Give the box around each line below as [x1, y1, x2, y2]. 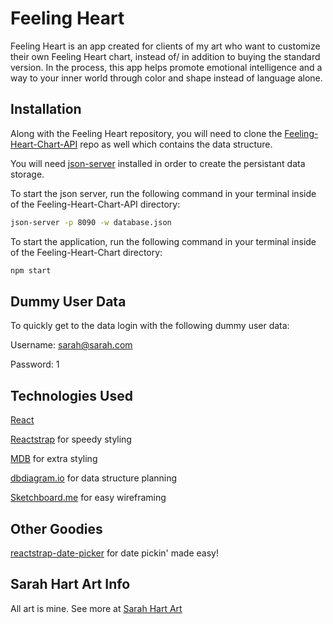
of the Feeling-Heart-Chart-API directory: [10, 198, 181, 210]
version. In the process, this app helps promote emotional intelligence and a [10, 61, 323, 73]
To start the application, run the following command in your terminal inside [10, 235, 317, 247]
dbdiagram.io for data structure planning [10, 472, 178, 484]
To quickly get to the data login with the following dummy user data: [10, 320, 290, 332]
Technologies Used [10, 387, 133, 404]
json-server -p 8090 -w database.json [10, 217, 172, 227]
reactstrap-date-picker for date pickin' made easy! [10, 547, 219, 559]
